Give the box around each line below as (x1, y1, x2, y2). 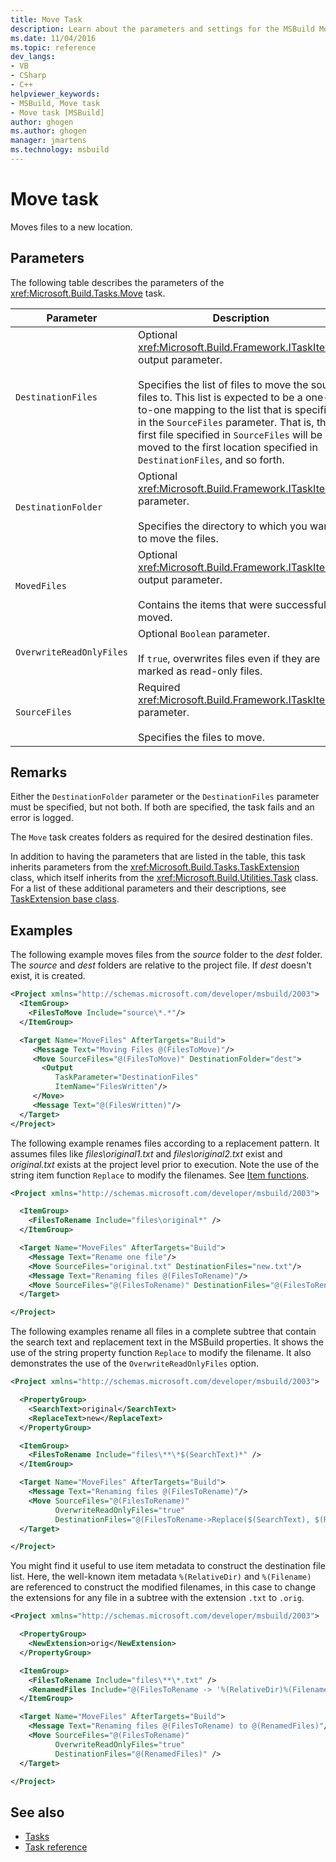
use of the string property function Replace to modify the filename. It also (10, 1347, 312, 1359)
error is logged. (10, 812, 74, 824)
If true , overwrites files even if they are (138, 651, 321, 665)
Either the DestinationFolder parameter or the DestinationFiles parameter (10, 791, 320, 803)
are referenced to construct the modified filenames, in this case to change (10, 1581, 317, 1593)
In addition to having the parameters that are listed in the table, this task (10, 851, 306, 863)
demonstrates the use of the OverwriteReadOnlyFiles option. (10, 1357, 259, 1370)
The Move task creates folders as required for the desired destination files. (10, 831, 313, 843)
